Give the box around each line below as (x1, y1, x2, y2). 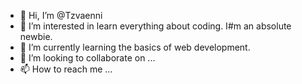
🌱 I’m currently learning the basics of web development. (19, 41, 251, 53)
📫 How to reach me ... (19, 63, 113, 75)
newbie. (19, 31, 53, 42)
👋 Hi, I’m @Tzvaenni (19, 10, 103, 21)
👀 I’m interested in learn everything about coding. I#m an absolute (19, 20, 292, 32)
